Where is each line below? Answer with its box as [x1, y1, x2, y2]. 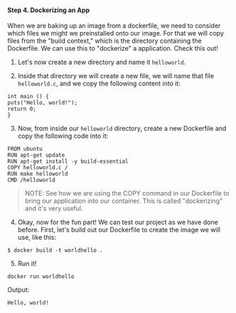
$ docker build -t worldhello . [7, 247, 103, 254]
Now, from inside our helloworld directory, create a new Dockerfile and [17, 124, 227, 133]
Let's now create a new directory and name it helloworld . [17, 58, 186, 67]
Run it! [17, 260, 37, 268]
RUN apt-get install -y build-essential [7, 158, 129, 165]
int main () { [7, 93, 50, 100]
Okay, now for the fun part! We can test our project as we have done [17, 218, 218, 227]
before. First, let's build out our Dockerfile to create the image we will [17, 226, 220, 234]
